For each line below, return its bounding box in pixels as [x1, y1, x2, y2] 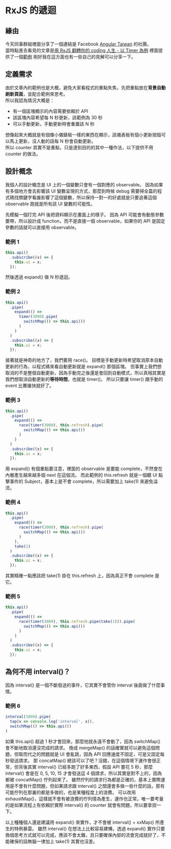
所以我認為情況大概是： [5, 97, 54, 103]
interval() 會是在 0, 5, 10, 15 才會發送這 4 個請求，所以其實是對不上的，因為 [5, 770, 162, 776]
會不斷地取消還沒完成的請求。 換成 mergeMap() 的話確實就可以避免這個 [5, 745, 156, 751]
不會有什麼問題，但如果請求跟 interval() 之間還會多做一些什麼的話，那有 [14, 783, 165, 789]
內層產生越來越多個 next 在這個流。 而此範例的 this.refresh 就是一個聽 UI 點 [5, 472, 163, 478]
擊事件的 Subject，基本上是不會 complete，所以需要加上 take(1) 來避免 [5, 478, 154, 484]
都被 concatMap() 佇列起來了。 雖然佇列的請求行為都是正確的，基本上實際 [5, 776, 161, 782]
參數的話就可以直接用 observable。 [5, 224, 79, 230]
